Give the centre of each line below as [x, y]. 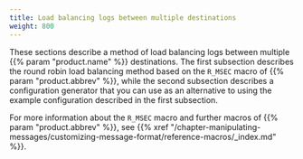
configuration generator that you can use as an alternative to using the [141, 90]
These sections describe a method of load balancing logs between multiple [150, 51]
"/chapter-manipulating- [216, 126]
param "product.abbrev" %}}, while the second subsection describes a [142, 80]
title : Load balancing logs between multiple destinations [123, 18]
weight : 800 [32, 26]
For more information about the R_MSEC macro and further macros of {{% [144, 117]
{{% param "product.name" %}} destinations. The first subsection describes [151, 61]
